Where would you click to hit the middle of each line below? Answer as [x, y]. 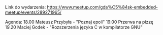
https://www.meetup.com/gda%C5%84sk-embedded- [102, 7]
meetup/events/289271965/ [33, 12]
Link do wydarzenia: [26, 7]
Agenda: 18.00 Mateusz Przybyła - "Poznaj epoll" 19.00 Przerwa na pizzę [79, 22]
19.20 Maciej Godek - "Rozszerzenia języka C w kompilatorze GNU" [74, 27]
